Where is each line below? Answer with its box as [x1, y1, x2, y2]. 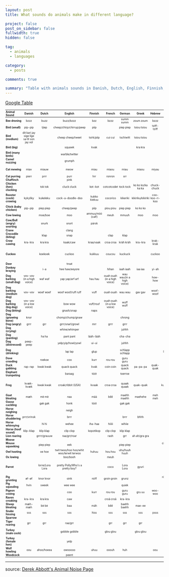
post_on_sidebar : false [5, 26, 55, 31]
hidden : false [5, 35, 35, 40]
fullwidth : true [5, 31, 39, 36]
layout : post [5, 7, 33, 13]
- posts [10, 68, 26, 73]
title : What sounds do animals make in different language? [5, 12, 134, 17]
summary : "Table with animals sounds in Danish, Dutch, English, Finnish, [5, 86, 165, 91]
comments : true [5, 77, 37, 82]
